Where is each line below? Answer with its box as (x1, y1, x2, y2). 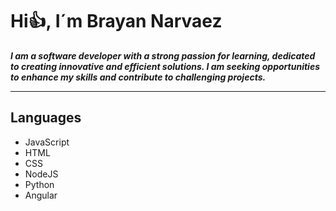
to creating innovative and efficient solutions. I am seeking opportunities (10, 60, 320, 72)
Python (24, 178, 55, 190)
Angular (24, 189, 58, 201)
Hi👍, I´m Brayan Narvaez (10, 10, 223, 33)
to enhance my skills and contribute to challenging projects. (10, 71, 267, 83)
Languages (10, 109, 82, 127)
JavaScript (24, 136, 70, 148)
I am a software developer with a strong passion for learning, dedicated (10, 49, 316, 62)
